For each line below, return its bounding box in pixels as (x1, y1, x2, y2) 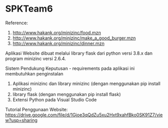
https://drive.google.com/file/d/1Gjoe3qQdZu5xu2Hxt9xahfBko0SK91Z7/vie (5, 112, 163, 118)
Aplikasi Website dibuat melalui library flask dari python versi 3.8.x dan (5, 50, 153, 56)
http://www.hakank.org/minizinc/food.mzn (12, 29, 101, 35)
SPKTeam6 (5, 3, 53, 15)
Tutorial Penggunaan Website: (5, 106, 68, 112)
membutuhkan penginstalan (5, 70, 64, 76)
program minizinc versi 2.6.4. (5, 55, 66, 61)
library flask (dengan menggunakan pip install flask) (12, 91, 121, 97)
